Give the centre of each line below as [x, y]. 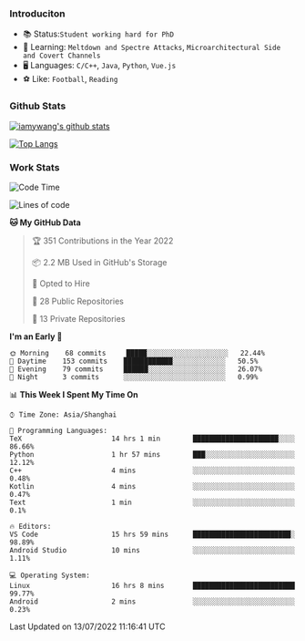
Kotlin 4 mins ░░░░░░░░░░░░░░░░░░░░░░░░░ [152, 486]
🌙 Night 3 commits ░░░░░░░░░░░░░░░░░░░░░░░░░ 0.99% [134, 377]
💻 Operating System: [50, 575]
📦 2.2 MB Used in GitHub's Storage [99, 262]
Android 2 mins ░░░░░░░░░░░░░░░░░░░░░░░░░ [152, 601]
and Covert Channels [61, 56]
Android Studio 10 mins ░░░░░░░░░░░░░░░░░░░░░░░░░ [152, 550]
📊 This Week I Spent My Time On [74, 394]
